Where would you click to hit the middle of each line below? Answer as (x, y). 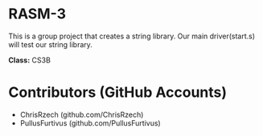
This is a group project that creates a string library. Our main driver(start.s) (132, 36)
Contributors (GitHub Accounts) (118, 92)
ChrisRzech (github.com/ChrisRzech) (82, 114)
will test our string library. (50, 44)
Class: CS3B (29, 60)
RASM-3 (37, 14)
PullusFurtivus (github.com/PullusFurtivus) (90, 123)
